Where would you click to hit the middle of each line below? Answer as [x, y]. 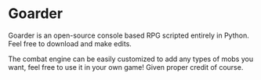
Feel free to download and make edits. [70, 43]
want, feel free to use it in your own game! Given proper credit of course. [126, 67]
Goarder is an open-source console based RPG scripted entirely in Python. [129, 35]
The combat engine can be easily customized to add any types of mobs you [130, 59]
